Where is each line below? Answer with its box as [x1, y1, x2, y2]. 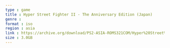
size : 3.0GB [5, 35, 33, 40]
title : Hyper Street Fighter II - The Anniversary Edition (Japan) [5, 12, 153, 17]
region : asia [5, 26, 35, 31]
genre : [5, 16, 22, 21]
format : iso [5, 21, 33, 26]
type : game [5, 7, 30, 12]
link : [5, 30, 19, 35]
